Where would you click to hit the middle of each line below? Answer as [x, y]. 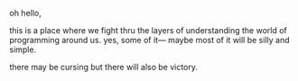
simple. [23, 49]
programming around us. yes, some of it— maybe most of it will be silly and [150, 40]
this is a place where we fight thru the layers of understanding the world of [148, 30]
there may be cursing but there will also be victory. [104, 67]
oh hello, [26, 13]
